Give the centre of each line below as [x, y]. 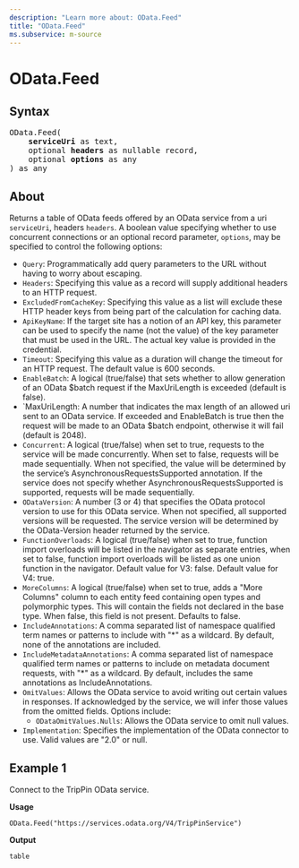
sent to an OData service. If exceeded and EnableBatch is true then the [153, 417]
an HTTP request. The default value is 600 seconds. [119, 369]
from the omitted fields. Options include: [97, 711]
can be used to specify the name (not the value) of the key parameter [150, 331]
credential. [42, 349]
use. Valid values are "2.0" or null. [85, 740]
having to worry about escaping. [82, 273]
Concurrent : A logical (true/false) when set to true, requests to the [143, 445]
